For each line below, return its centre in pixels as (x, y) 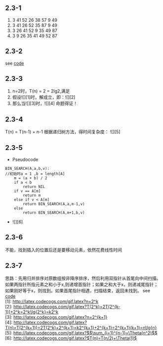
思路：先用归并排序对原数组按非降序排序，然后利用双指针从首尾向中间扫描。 (83, 278)
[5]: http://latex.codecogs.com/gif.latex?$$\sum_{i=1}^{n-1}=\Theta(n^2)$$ (81, 333)
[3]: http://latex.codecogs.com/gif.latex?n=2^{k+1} (56, 317)
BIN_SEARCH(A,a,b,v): (27, 169)
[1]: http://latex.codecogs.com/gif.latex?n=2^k (52, 301)
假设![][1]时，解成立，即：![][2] (44, 97)
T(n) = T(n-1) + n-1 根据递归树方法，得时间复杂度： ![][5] (63, 132)
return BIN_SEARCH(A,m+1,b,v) (54, 213)
